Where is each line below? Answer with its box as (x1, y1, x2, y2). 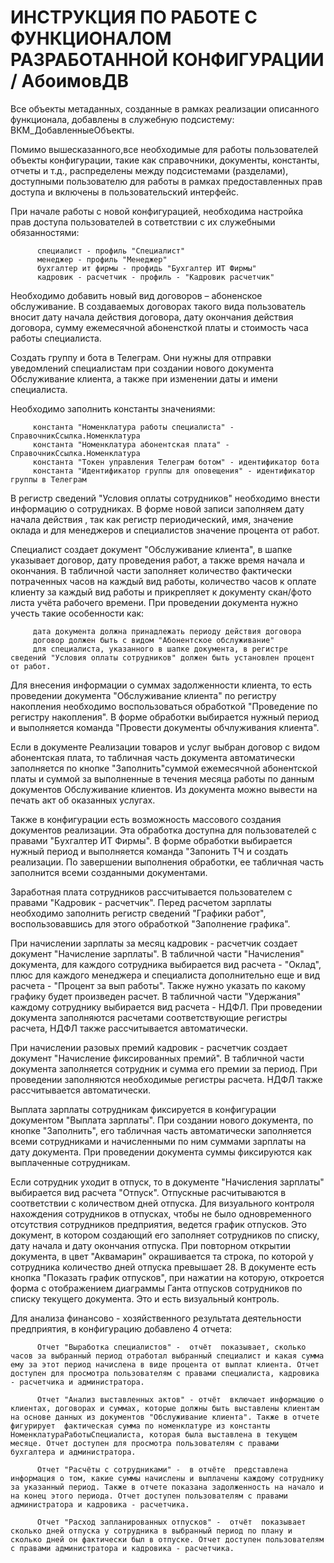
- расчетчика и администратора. (10, 1377, 145, 1387)
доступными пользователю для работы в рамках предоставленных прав (10, 175, 323, 187)
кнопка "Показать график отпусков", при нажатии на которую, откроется (10, 1271, 325, 1283)
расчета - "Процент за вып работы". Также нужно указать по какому (10, 979, 307, 991)
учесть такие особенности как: (10, 607, 145, 619)
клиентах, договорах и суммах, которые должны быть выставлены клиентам (10, 1403, 320, 1413)
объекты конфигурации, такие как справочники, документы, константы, (10, 154, 320, 166)
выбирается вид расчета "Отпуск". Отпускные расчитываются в (10, 1186, 287, 1198)
